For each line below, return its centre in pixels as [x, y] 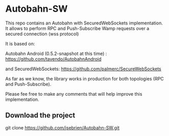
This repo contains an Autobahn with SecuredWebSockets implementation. [84, 23]
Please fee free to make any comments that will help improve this [74, 94]
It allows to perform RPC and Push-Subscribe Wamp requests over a [77, 28]
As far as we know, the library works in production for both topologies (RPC [85, 78]
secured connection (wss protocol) [42, 34]
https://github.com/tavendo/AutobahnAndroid [53, 59]
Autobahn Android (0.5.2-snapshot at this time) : [56, 53]
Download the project [40, 115]
